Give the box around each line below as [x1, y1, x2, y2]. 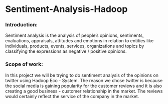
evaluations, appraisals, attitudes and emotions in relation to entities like [5, 38, 154, 44]
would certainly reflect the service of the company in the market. [5, 93, 139, 99]
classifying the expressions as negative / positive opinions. [5, 48, 127, 54]
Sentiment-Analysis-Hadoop [5, 3, 128, 15]
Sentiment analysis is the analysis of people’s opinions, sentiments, [5, 32, 144, 38]
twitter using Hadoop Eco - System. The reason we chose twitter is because [5, 77, 163, 83]
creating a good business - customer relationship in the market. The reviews [5, 88, 163, 94]
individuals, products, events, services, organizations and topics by [5, 43, 144, 49]
